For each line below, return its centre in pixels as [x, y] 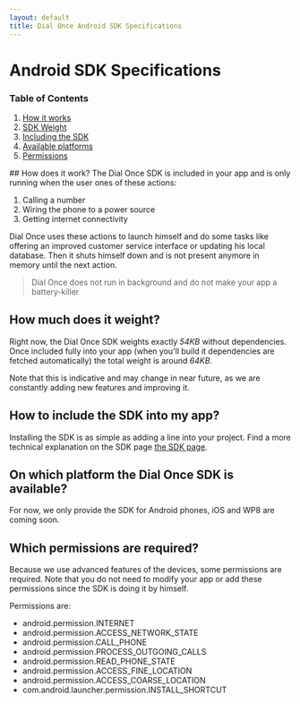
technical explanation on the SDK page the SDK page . [108, 446]
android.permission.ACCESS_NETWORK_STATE [110, 633]
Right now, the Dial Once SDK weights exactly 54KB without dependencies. [148, 341]
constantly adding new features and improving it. [99, 387]
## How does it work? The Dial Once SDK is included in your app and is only [150, 173]
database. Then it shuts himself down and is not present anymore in [134, 255]
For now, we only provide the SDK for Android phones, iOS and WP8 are [142, 511]
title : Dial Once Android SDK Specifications [95, 26]
